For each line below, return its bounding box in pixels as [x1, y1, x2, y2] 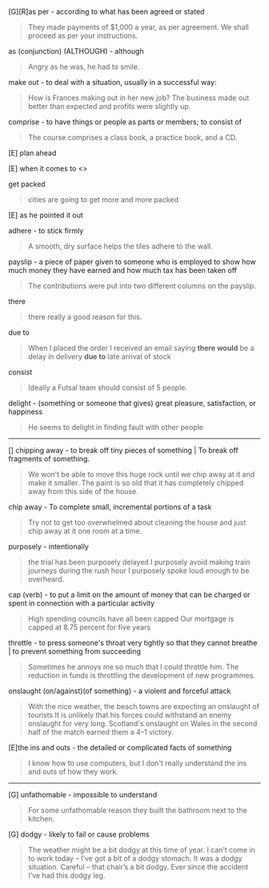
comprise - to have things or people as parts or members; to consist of [8, 117, 243, 127]
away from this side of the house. [27, 487, 139, 496]
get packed [8, 180, 46, 189]
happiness [8, 407, 42, 416]
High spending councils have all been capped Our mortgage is [27, 614, 235, 623]
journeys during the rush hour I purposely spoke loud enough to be [27, 566, 250, 575]
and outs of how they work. [27, 767, 118, 776]
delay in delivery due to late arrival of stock [27, 352, 171, 361]
